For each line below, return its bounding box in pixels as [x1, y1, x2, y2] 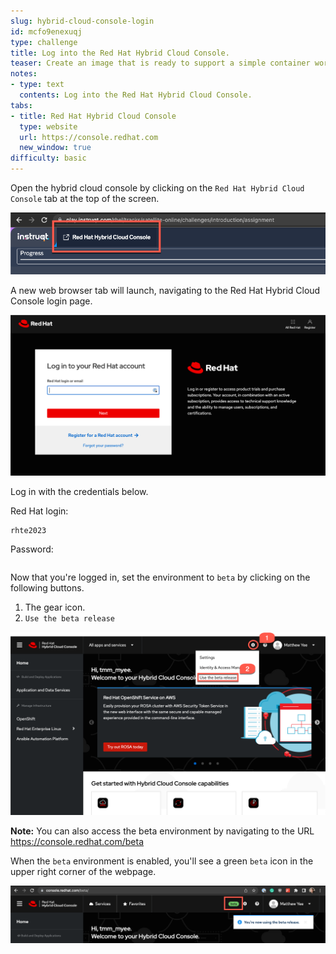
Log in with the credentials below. [10, 486, 149, 498]
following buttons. [10, 582, 85, 594]
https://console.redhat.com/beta [10, 836, 145, 848]
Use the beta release [24, 614, 115, 624]
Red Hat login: [10, 505, 69, 517]
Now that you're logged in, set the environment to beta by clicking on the [10, 571, 311, 584]
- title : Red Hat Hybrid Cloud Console [10, 111, 177, 121]
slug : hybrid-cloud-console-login [10, 16, 155, 26]
